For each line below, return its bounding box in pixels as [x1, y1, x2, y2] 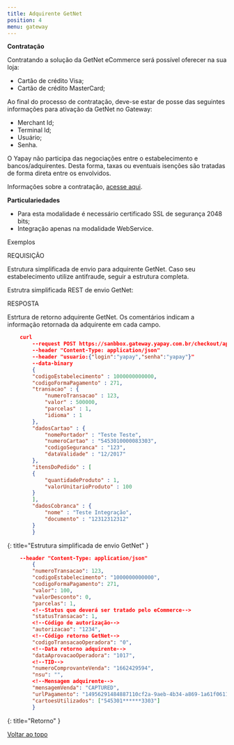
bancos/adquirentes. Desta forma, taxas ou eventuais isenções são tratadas [7, 162, 226, 170]
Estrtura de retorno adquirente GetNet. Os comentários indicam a [7, 313, 195, 322]
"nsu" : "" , [32, 671, 64, 679]
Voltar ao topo [7, 730, 48, 738]
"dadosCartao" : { [32, 425, 86, 432]
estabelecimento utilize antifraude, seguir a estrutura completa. [7, 273, 189, 281]
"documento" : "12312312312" [44, 516, 130, 522]
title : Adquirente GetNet [7, 10, 82, 17]
